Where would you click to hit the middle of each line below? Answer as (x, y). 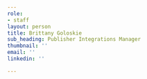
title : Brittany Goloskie (44, 33)
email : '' (21, 53)
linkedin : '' (26, 59)
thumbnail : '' (28, 46)
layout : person (29, 26)
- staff (18, 20)
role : (15, 14)
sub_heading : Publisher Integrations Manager (74, 39)
